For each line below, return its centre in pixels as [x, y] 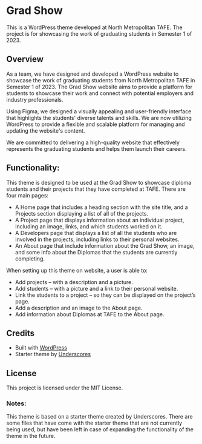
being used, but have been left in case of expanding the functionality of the [100, 429]
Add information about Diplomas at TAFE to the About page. [90, 314]
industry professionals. [35, 99]
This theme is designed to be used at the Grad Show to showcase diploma [99, 182]
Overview [25, 59]
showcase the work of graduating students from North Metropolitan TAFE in [101, 80]
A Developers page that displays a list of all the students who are [96, 233]
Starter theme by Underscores [53, 354]
